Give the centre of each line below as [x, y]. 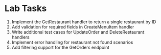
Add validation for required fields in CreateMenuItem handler [73, 27]
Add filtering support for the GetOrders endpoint [60, 47]
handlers [21, 37]
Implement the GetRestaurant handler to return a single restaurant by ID [84, 22]
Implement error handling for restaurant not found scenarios [72, 42]
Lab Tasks [26, 8]
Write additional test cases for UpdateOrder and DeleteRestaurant [78, 32]
